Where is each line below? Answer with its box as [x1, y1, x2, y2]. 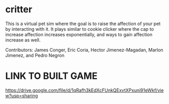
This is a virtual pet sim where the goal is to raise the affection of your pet [5, 20, 161, 27]
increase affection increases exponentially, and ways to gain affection [5, 31, 153, 37]
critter [5, 4, 32, 15]
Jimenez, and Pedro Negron [5, 52, 65, 58]
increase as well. [5, 37, 41, 43]
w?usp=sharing [5, 92, 38, 98]
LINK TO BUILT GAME [5, 70, 98, 82]
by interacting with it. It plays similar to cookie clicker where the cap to [5, 26, 154, 32]
